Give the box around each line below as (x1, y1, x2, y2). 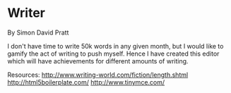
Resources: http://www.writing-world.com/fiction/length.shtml (7, 70, 189, 79)
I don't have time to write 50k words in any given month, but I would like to (7, 42, 224, 50)
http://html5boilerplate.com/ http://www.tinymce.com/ (7, 77, 165, 86)
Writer (7, 5, 46, 21)
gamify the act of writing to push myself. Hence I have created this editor (7, 49, 220, 58)
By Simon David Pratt (7, 28, 69, 37)
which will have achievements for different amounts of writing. (7, 56, 189, 65)
